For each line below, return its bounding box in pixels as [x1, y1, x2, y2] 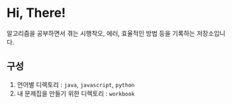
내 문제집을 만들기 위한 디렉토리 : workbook [16, 89, 135, 98]
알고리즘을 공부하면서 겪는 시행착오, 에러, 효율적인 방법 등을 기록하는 [6, 29, 195, 37]
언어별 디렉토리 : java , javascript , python [16, 80, 135, 89]
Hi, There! [6, 5, 66, 21]
